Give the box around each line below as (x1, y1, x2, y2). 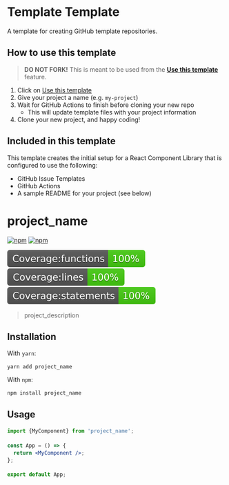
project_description (23, 311, 79, 319)
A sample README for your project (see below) (17, 189, 152, 197)
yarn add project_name (7, 364, 72, 370)
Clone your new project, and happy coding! (17, 115, 141, 123)
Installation (7, 330, 57, 342)
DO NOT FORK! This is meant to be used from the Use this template (23, 65, 219, 73)
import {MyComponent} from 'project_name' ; (7, 428, 135, 435)
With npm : (7, 375, 33, 384)
